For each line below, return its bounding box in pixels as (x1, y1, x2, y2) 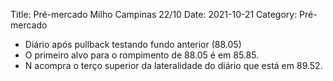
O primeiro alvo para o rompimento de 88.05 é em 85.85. (24, 49, 260, 61)
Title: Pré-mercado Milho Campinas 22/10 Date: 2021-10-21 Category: (10, 9, 298, 20)
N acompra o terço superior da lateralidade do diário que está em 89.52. (24, 60, 323, 71)
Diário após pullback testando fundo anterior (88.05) (24, 39, 242, 50)
